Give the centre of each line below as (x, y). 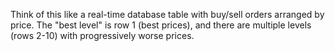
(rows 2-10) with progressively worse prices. (102, 35)
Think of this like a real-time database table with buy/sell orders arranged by (167, 14)
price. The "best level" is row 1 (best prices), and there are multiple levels (161, 25)
